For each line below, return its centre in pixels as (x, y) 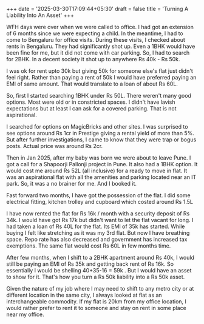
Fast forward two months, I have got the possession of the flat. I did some (98, 195)
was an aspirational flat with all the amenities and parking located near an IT (101, 177)
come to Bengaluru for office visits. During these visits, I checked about (96, 40)
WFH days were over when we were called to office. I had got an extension (100, 27)
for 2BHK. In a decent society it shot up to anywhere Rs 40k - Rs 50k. (93, 59)
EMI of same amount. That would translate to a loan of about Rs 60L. (92, 84)
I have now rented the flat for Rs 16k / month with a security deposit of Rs (98, 214)
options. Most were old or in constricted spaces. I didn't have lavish (91, 102)
